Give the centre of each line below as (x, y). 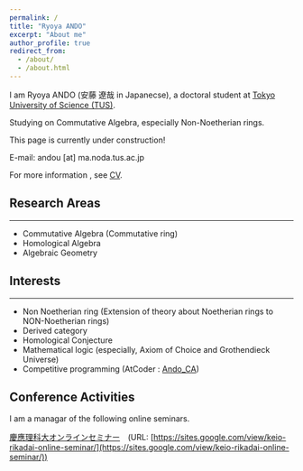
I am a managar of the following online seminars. (100, 419)
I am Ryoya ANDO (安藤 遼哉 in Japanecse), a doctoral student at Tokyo (142, 95)
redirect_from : (38, 51)
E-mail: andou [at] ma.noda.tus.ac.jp (77, 157)
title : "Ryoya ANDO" (48, 26)
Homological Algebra (61, 243)
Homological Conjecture (67, 340)
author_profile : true (50, 43)
